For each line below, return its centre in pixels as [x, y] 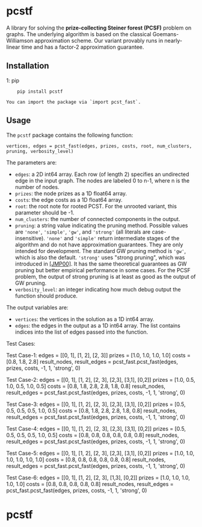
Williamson [20, 40]
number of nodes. [37, 187]
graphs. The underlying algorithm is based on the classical [79, 34]
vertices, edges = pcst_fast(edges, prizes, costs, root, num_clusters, [99, 146]
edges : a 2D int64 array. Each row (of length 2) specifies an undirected [102, 174]
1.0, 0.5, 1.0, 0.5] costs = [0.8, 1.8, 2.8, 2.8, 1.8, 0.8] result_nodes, [86, 386]
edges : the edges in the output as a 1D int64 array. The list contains [97, 325]
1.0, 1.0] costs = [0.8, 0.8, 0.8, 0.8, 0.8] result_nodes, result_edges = [90, 484]
